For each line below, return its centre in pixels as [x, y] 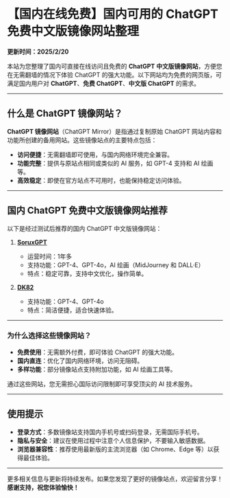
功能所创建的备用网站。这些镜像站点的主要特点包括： [82, 140]
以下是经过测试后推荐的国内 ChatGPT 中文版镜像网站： [85, 228]
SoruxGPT [32, 242]
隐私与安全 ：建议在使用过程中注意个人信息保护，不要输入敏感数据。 [113, 440]
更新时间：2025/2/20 [38, 52]
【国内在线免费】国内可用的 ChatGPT [113, 14]
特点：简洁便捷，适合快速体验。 [72, 310]
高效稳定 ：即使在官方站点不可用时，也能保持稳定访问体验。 [101, 180]
